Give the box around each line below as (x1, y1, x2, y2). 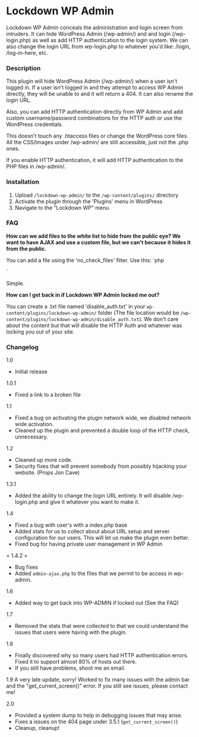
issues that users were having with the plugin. (14, 629, 128, 636)
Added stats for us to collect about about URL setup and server (14, 528, 170, 535)
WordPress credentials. (6, 121, 64, 128)
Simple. (6, 279, 25, 287)
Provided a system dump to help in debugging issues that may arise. (14, 712, 183, 719)
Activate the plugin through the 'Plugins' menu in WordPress (14, 198, 163, 205)
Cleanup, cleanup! (14, 724, 60, 732)
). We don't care (138, 315, 179, 322)
